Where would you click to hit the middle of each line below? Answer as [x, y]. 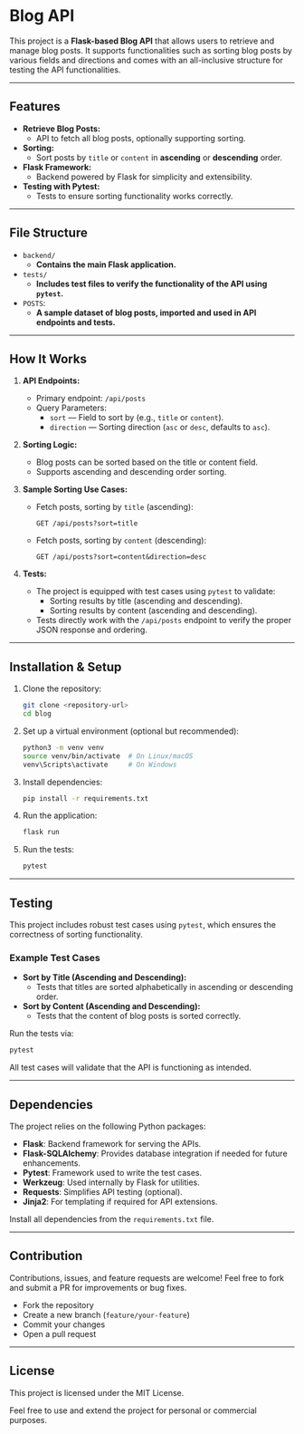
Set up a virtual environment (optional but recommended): [131, 731]
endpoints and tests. [76, 322]
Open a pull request [59, 1333]
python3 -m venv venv [63, 747]
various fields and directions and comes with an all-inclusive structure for [146, 60]
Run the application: [60, 815]
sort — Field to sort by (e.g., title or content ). [137, 418]
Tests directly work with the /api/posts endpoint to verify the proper [164, 621]
